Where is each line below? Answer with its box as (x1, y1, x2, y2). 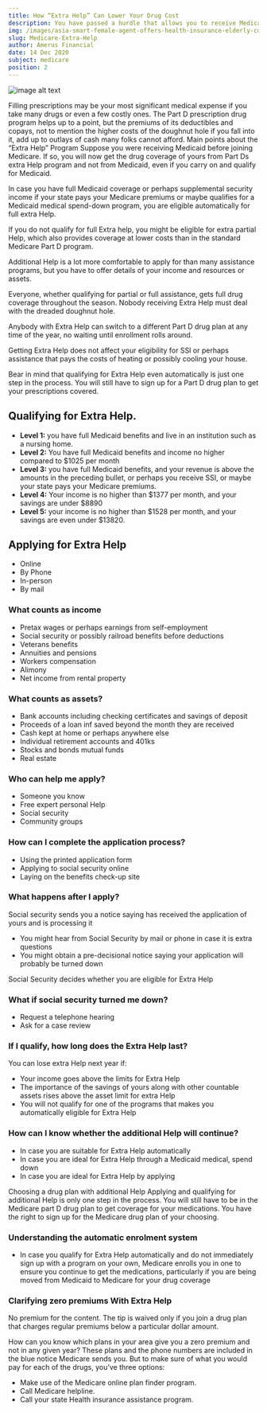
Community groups (19, 817, 83, 826)
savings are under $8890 (19, 498, 103, 508)
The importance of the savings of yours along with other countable (19, 1082, 239, 1092)
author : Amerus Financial (8, 41, 94, 49)
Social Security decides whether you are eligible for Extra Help (8, 974, 214, 984)
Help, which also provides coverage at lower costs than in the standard (8, 232, 241, 243)
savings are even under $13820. (19, 515, 126, 525)
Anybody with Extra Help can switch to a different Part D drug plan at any (8, 322, 249, 331)
